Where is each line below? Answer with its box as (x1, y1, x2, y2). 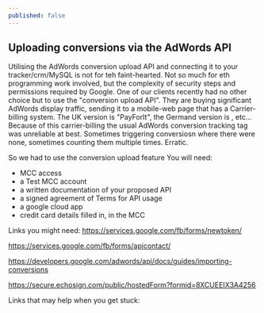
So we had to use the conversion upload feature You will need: (8, 153, 212, 162)
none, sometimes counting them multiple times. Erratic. (8, 138, 189, 147)
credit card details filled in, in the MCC (19, 211, 145, 220)
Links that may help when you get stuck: (8, 296, 140, 305)
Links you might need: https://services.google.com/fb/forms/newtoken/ (8, 226, 243, 235)
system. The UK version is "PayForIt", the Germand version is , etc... (29, 113, 252, 122)
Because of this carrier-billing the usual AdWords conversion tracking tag (8, 120, 248, 131)
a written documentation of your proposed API (19, 185, 172, 195)
